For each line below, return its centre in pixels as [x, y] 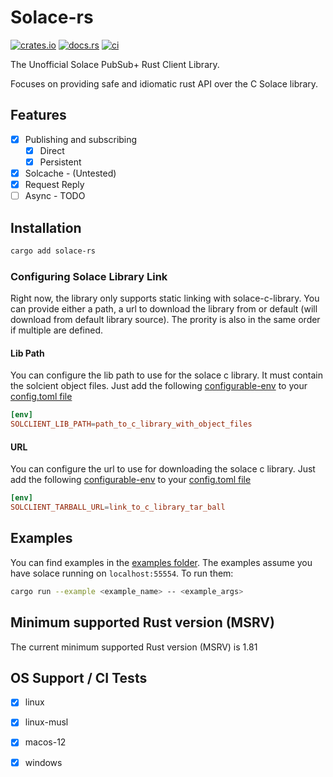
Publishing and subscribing [81, 139]
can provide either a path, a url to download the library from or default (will [164, 309]
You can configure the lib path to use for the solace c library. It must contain [167, 375]
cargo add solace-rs [53, 251]
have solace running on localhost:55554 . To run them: [122, 573]
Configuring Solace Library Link [89, 276]
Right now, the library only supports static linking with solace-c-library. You [165, 298]
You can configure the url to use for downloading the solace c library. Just [163, 469]
